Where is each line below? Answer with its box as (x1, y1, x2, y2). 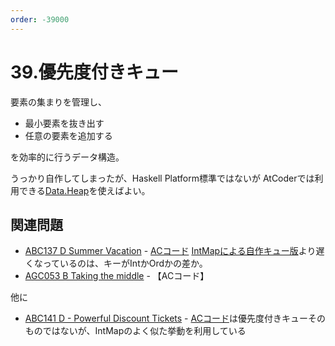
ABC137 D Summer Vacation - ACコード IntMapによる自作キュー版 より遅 (24, 245, 325, 257)
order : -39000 (10, 14, 70, 25)
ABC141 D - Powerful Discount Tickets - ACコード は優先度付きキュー (24, 312, 308, 325)
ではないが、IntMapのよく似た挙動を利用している (42, 325, 247, 337)
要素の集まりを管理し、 (10, 96, 107, 108)
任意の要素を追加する (24, 129, 113, 141)
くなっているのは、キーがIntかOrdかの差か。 (24, 257, 208, 270)
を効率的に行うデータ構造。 (10, 151, 125, 163)
